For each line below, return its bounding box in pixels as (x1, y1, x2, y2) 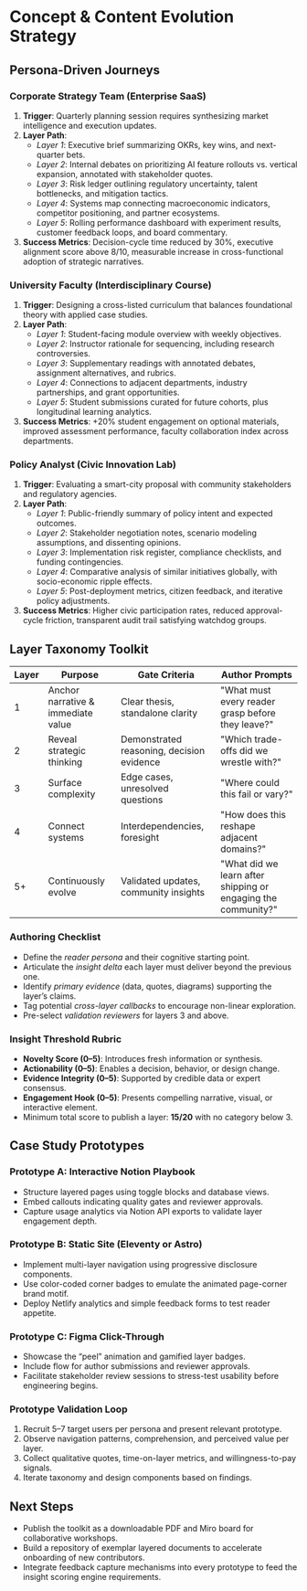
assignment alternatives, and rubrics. (36, 367, 176, 378)
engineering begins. (22, 1380, 99, 1391)
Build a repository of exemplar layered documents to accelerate (22, 1543, 262, 1554)
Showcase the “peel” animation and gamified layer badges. (22, 1351, 246, 1363)
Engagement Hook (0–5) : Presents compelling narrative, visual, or (22, 1092, 273, 1103)
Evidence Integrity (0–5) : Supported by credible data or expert (22, 1072, 261, 1084)
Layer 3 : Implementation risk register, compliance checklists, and (36, 546, 281, 558)
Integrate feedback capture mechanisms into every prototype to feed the (22, 1562, 298, 1573)
